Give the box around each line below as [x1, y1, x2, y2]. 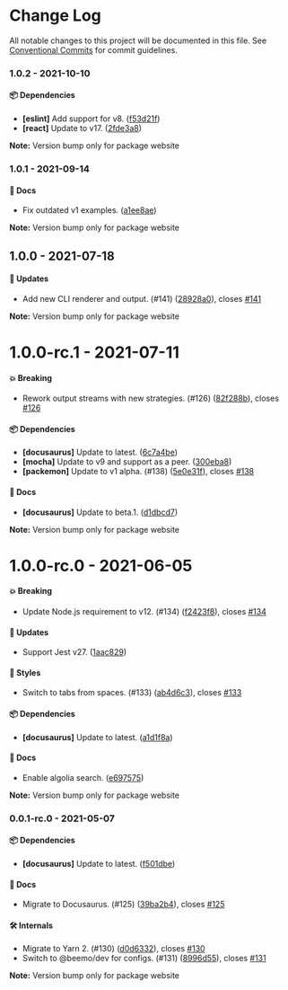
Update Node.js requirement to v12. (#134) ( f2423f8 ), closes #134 [22, 605, 266, 616]
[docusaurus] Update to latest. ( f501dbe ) [22, 858, 176, 869]
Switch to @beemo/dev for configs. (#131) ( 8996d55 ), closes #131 [22, 953, 266, 964]
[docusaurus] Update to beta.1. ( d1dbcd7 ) [22, 507, 178, 517]
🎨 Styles [9, 667, 41, 678]
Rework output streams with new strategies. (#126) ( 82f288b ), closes [22, 393, 280, 404]
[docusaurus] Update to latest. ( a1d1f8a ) [22, 731, 173, 742]
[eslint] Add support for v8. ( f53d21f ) [22, 113, 161, 124]
